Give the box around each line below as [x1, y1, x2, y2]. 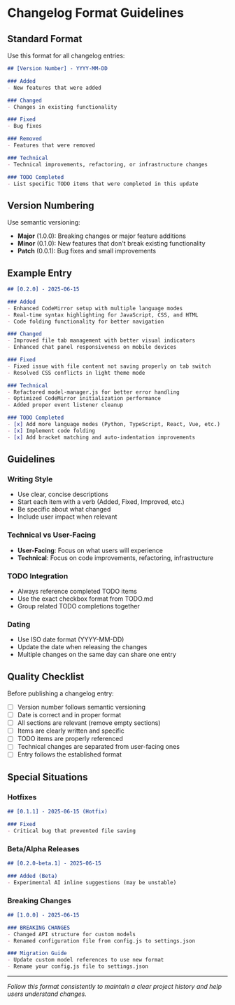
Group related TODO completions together [17, 601, 140, 610]
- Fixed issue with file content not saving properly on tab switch [7, 363, 211, 370]
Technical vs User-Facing [7, 530, 97, 540]
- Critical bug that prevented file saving [7, 827, 136, 834]
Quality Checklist [7, 670, 85, 682]
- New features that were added [7, 84, 101, 91]
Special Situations [7, 771, 88, 783]
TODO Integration [7, 571, 69, 580]
